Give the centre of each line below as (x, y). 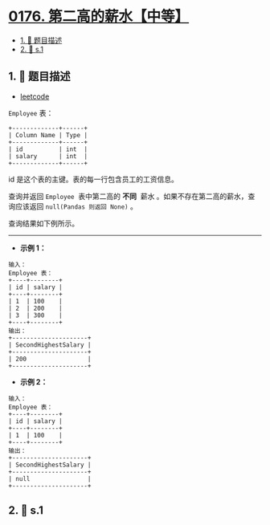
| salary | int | (48, 156)
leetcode (35, 96)
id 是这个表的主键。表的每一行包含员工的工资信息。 (93, 179)
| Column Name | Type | (48, 135)
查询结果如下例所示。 (43, 223)
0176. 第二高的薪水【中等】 (99, 16)
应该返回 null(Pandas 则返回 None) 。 (76, 206)
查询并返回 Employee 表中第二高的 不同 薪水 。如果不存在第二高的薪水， (128, 196)
